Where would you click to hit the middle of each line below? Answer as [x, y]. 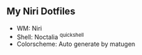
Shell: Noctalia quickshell [50, 36]
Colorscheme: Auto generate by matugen [76, 44]
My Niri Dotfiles [41, 11]
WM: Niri [29, 28]
